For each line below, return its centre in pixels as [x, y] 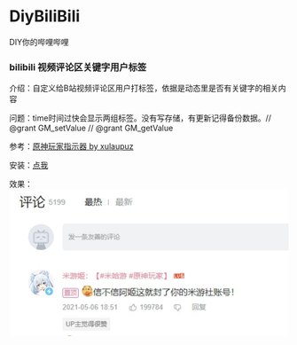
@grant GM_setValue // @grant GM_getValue [91, 128]
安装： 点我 [29, 165]
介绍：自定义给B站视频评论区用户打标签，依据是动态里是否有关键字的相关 [144, 88]
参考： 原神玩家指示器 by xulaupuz [72, 146]
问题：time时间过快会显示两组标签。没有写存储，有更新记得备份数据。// [141, 118]
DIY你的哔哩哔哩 [39, 42]
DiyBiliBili [45, 16]
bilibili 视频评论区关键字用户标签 [78, 67]
